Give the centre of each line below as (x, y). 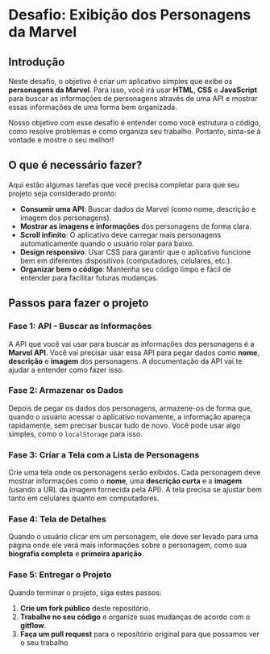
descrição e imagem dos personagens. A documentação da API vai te (125, 361)
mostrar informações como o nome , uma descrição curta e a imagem (125, 481)
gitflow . (33, 625)
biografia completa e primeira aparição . (76, 554)
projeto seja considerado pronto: (62, 193)
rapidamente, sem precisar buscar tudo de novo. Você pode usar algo (125, 425)
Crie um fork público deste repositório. (85, 608)
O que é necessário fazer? (75, 165)
